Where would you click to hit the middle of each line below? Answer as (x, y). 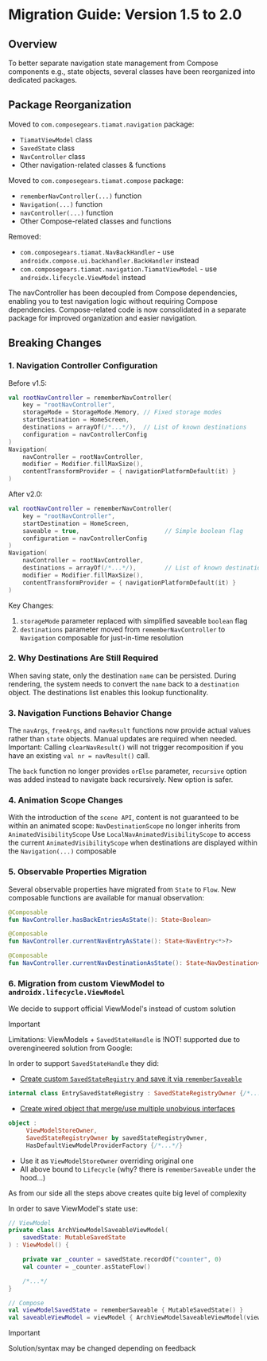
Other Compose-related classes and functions (96, 221)
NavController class (52, 156)
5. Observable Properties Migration (77, 872)
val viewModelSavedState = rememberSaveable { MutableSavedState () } (126, 1310)
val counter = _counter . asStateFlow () (87, 1266)
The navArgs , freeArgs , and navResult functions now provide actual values (130, 730)
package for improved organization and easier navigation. (103, 318)
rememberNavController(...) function (81, 196)
